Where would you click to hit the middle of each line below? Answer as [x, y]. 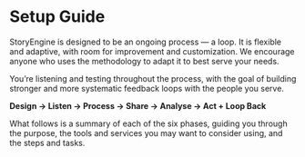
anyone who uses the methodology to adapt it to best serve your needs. [144, 61]
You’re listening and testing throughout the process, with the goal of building [153, 78]
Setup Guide [57, 17]
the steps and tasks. [47, 142]
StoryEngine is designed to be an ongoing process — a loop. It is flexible [146, 42]
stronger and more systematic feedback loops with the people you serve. [147, 88]
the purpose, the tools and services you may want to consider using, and [146, 132]
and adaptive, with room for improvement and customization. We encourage [152, 51]
